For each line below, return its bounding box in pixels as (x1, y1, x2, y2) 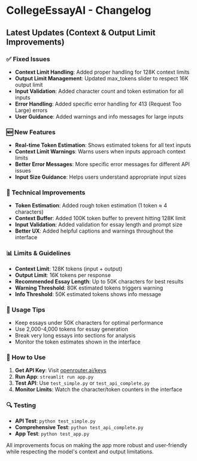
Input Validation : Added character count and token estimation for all (14, 88, 184, 95)
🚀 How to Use (6, 353, 46, 361)
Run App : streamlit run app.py (14, 373, 94, 381)
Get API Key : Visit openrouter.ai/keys (14, 367, 107, 374)
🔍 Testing (6, 401, 37, 409)
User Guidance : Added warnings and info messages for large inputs (14, 113, 184, 120)
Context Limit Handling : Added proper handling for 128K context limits (14, 68, 190, 76)
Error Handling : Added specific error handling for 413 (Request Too (14, 100, 181, 107)
